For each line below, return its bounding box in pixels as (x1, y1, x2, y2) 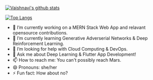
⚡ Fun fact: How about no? (12, 70, 68, 76)
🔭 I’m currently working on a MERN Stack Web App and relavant (12, 24, 146, 30)
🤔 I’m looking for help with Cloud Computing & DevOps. (12, 46, 128, 52)
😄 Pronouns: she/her (12, 64, 57, 70)
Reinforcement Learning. (12, 41, 65, 47)
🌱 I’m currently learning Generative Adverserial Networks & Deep (12, 35, 148, 41)
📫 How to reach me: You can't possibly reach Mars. (12, 57, 121, 63)
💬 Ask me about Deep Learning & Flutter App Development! (12, 51, 136, 57)
